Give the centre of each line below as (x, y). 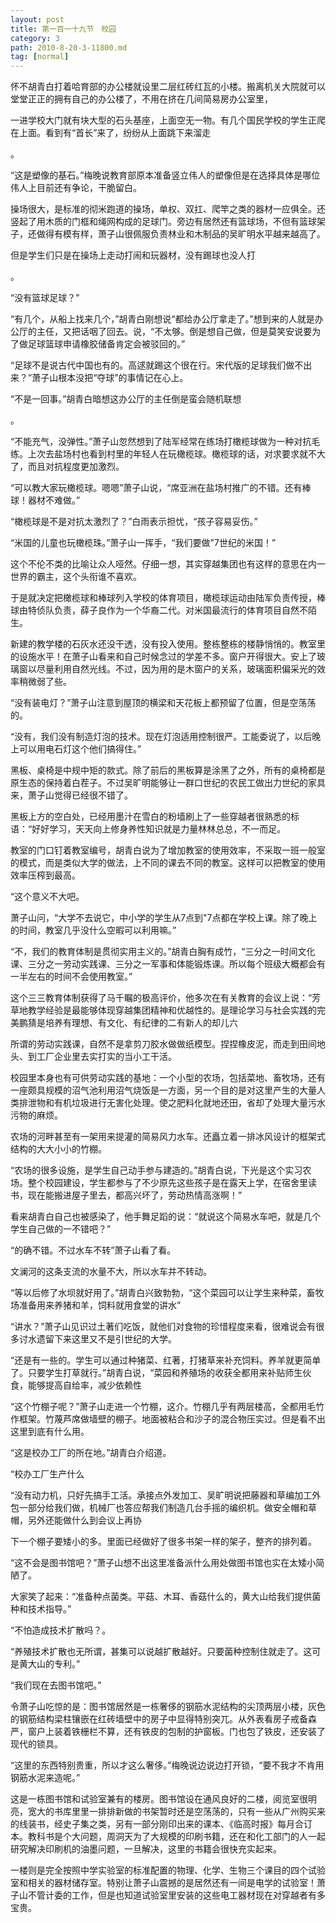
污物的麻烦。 (36, 1115)
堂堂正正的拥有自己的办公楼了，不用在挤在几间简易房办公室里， (141, 99)
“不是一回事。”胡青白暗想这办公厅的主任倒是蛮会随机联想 (126, 399)
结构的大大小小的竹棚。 (58, 1149)
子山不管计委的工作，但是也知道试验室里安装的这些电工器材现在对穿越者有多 (168, 1895)
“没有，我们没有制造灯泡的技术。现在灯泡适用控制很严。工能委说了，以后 (161, 737)
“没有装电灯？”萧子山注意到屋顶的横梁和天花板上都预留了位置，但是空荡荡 (163, 703)
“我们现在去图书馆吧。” (56, 1685)
